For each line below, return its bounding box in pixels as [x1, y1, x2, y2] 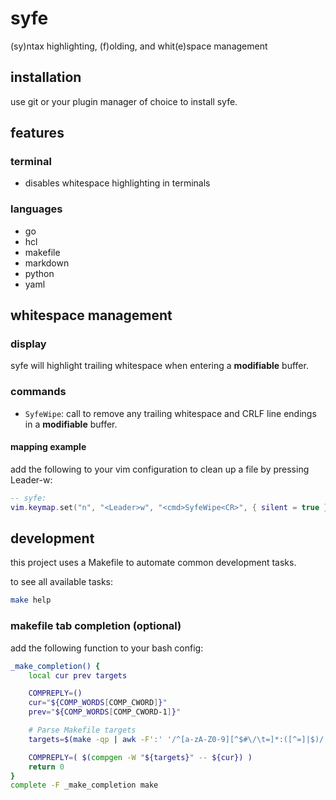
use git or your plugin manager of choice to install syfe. [10, 95, 238, 107]
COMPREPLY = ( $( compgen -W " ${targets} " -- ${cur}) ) [28, 752, 253, 762]
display [10, 337, 47, 351]
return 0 [28, 762, 65, 772]
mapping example [10, 441, 87, 453]
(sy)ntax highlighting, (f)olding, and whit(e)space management [10, 40, 268, 52]
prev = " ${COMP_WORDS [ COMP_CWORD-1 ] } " [28, 707, 182, 717]
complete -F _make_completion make [10, 780, 159, 791]
